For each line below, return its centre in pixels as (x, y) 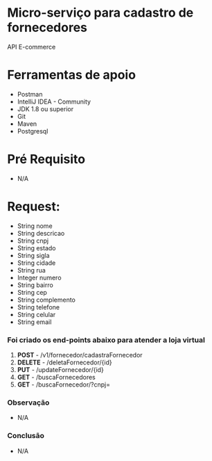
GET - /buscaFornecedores (56, 378)
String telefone (38, 307)
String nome (35, 226)
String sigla (33, 255)
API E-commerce (32, 47)
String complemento (46, 300)
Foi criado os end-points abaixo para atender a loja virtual (106, 340)
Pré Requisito (46, 160)
